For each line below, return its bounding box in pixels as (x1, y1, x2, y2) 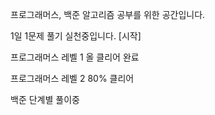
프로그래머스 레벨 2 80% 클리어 (10, 73, 135, 84)
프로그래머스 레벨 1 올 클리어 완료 (10, 51, 140, 63)
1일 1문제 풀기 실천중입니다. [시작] (10, 30, 142, 42)
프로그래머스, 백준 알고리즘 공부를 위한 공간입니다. (10, 9, 206, 20)
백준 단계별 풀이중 (10, 94, 80, 105)
